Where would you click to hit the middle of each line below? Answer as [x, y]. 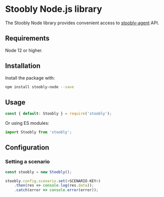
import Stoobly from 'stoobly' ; [38, 132]
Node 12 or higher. [24, 50]
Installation [23, 66]
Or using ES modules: [27, 123]
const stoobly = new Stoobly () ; [38, 172]
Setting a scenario [27, 162]
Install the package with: [30, 78]
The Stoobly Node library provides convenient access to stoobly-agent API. [82, 23]
